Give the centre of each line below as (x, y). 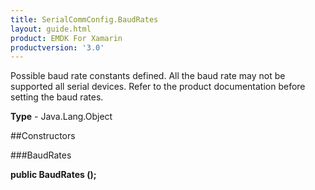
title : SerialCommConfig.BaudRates (84, 19)
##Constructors (43, 136)
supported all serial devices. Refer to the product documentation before (158, 87)
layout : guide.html (51, 29)
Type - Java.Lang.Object (61, 117)
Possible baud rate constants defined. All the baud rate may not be (148, 76)
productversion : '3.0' (57, 47)
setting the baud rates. (57, 97)
